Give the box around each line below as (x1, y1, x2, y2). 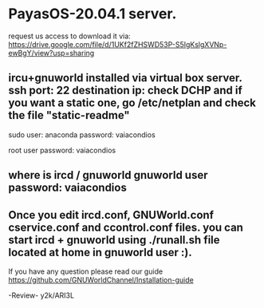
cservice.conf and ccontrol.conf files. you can (8, 220, 243, 234)
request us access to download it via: (8, 31, 132, 41)
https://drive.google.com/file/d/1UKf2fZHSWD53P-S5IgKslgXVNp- (8, 39, 227, 49)
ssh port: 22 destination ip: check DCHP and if (8, 84, 243, 97)
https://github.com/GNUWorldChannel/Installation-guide (8, 274, 194, 284)
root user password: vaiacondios (8, 145, 116, 155)
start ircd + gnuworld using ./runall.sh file (8, 233, 221, 247)
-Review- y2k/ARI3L (8, 290, 74, 300)
